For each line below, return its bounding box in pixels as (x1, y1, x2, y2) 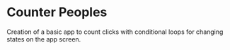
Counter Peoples (6, 4, 108, 20)
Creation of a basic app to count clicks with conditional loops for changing (6, 27, 224, 36)
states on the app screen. (6, 35, 81, 43)
